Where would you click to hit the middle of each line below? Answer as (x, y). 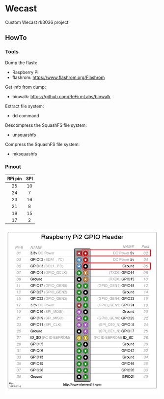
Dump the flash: (21, 63)
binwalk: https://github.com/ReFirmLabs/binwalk (61, 96)
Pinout (13, 167)
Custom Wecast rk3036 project (37, 22)
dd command (26, 115)
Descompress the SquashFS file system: (46, 125)
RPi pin (14, 179)
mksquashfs (25, 154)
